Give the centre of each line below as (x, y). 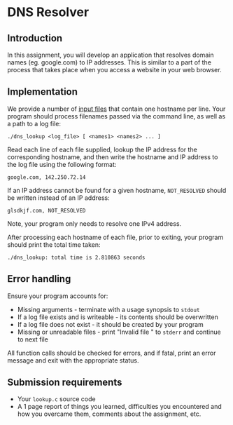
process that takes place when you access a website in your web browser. (114, 70)
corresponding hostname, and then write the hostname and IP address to (113, 157)
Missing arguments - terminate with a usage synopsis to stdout (108, 309)
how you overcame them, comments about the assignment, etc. (109, 414)
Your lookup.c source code (56, 399)
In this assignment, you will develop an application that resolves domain (111, 55)
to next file (33, 339)
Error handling (39, 279)
